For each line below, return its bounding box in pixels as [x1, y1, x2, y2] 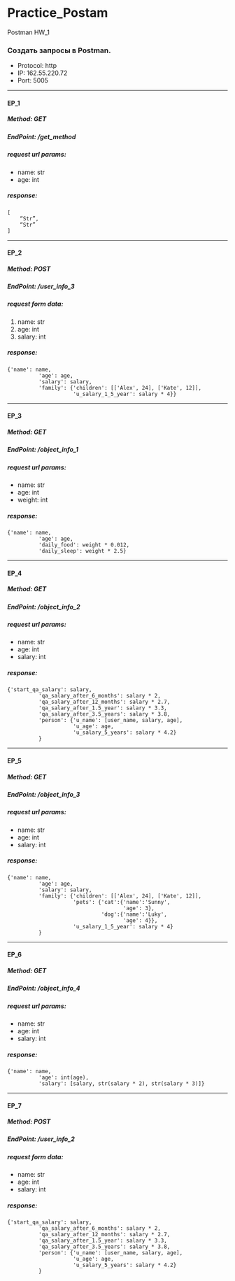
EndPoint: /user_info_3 [7, 282, 75, 291]
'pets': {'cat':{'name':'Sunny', [73, 898, 171, 905]
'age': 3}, [122, 905, 155, 912]
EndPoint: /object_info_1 [7, 446, 79, 454]
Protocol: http [17, 62, 57, 70]
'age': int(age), [38, 1074, 90, 1081]
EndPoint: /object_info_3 [7, 790, 80, 798]
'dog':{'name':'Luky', [101, 911, 168, 918]
